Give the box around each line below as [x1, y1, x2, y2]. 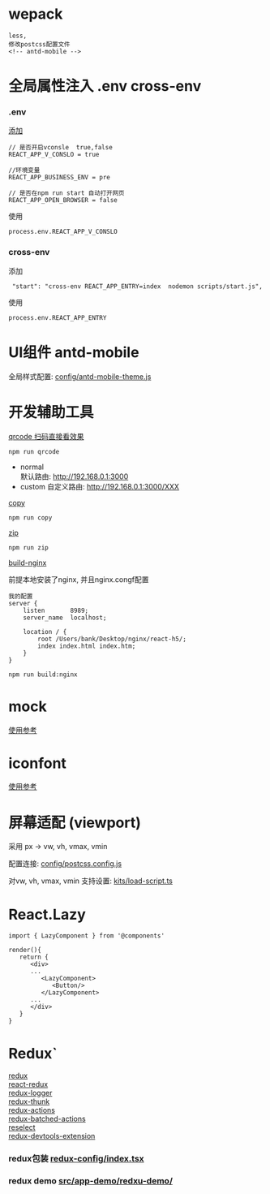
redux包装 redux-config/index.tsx [8, 1153, 144, 1165]
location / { [23, 627, 67, 636]
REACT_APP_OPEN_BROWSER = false [8, 196, 118, 205]
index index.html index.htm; [37, 642, 136, 650]
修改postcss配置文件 [8, 40, 71, 49]
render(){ [8, 946, 42, 955]
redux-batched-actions [8, 1114, 87, 1124]
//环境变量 [8, 166, 41, 175]
